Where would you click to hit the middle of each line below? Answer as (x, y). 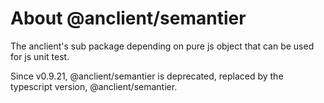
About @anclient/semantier (128, 18)
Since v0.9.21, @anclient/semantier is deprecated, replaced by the (147, 76)
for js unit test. (40, 56)
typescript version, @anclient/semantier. (94, 86)
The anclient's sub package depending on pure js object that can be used (162, 46)
